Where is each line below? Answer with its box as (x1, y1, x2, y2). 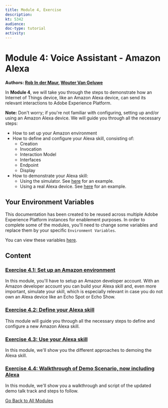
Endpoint (19, 162, 39, 168)
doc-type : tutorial (5, 26, 46, 31)
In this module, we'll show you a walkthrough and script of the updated (5, 382, 151, 389)
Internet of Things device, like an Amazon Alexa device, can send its (5, 94, 146, 100)
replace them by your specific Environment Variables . (5, 227, 116, 233)
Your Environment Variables (5, 198, 94, 206)
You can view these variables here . (5, 237, 77, 243)
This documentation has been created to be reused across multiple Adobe (5, 211, 158, 217)
